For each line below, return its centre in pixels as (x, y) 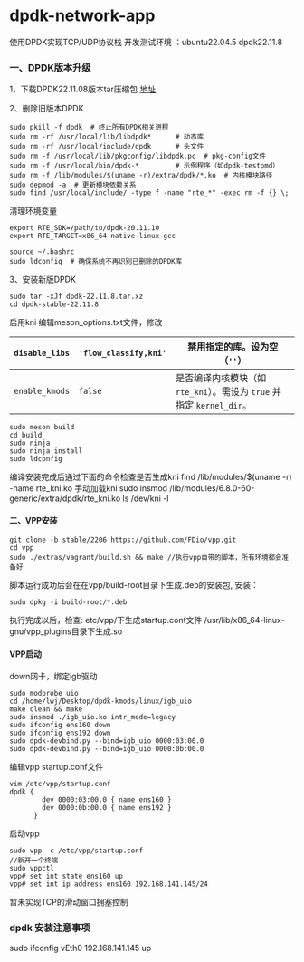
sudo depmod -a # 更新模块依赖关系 (73, 185)
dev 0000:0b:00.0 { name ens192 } (107, 807)
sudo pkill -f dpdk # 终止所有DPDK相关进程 (89, 128)
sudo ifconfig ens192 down (60, 733)
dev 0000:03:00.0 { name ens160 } (107, 799)
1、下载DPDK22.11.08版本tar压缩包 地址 (83, 89)
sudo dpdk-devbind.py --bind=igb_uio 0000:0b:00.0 (107, 748)
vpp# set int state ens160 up (66, 876)
